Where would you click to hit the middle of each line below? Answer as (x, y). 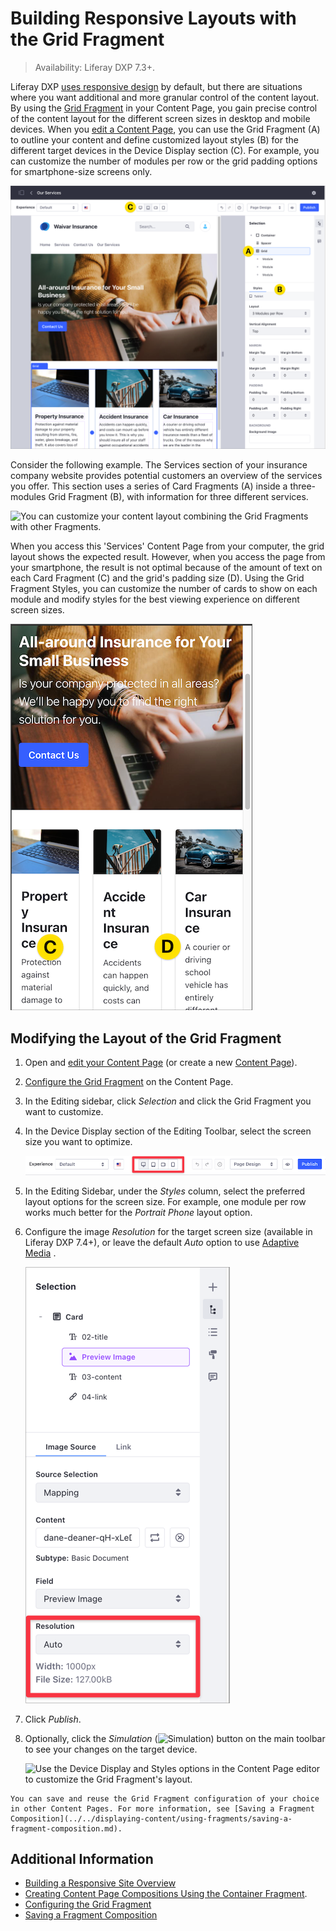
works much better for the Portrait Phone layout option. (138, 1212)
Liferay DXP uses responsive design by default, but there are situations (156, 86)
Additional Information (82, 1858)
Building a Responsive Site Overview (100, 1883)
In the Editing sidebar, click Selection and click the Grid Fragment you (168, 1101)
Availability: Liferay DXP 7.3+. (95, 67)
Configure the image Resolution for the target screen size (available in (168, 1231)
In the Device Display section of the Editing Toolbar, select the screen (168, 1131)
